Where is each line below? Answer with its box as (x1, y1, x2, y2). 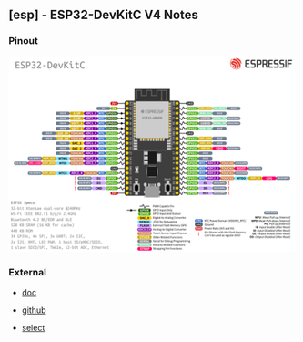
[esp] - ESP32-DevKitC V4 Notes (8, 7, 199, 23)
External (8, 266, 47, 279)
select (21, 322, 45, 333)
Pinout (8, 35, 38, 47)
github (21, 305, 46, 316)
